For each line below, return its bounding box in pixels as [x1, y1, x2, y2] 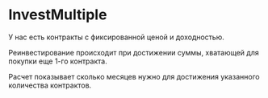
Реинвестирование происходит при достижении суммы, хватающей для [8, 47, 260, 57]
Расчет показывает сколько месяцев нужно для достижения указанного [8, 71, 260, 81]
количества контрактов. [8, 80, 92, 90]
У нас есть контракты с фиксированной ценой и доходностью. [8, 32, 224, 42]
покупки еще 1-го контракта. [8, 56, 107, 66]
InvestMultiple [8, 6, 107, 24]
